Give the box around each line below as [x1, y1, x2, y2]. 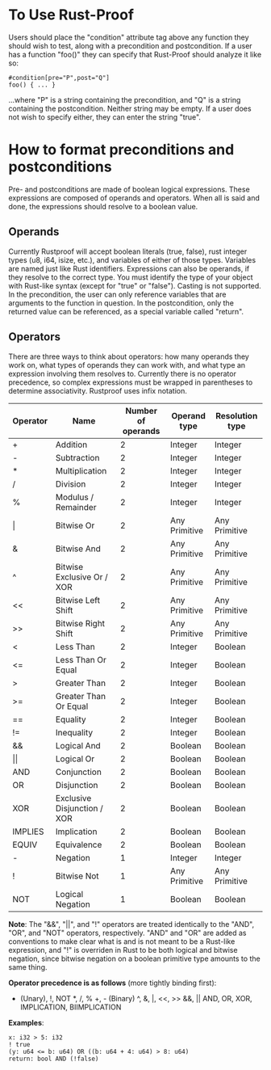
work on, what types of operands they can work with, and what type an [8, 360, 246, 369]
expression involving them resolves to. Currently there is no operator [8, 369, 236, 378]
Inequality [55, 727, 94, 738]
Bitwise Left [55, 594, 101, 605]
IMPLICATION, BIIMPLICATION [19, 1002, 122, 1012]
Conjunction [55, 766, 102, 777]
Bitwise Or [55, 520, 95, 531]
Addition [55, 439, 88, 450]
